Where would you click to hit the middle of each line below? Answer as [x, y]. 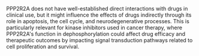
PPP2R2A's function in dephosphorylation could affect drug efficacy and [96, 34]
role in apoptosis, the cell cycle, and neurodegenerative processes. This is [98, 21]
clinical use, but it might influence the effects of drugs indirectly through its [99, 15]
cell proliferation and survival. [43, 46]
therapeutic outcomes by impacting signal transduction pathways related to [99, 40]
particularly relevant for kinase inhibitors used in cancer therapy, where [94, 27]
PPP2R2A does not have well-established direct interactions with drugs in [97, 9]
